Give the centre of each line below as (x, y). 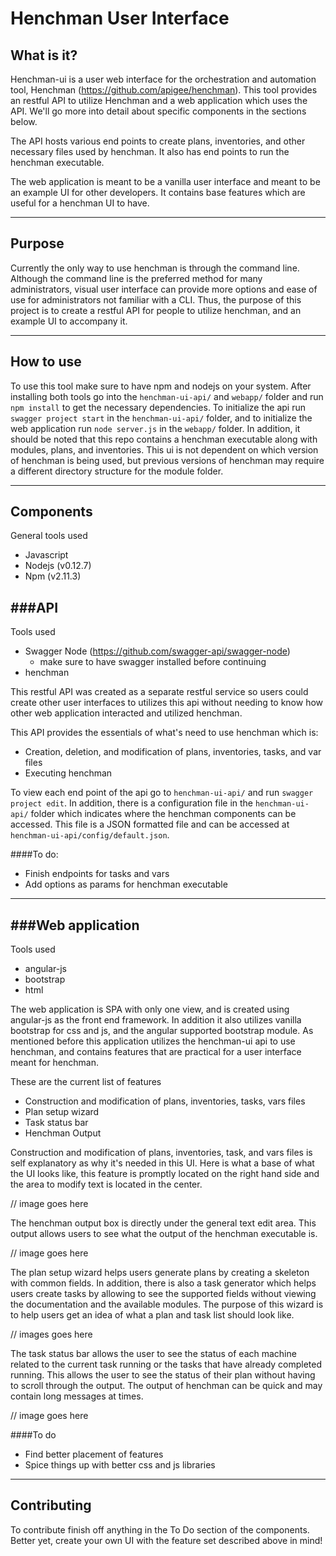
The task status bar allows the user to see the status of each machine (153, 1354)
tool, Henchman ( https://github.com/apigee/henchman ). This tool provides (164, 90)
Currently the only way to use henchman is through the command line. (155, 268)
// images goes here (51, 1334)
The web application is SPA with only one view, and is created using (150, 1009)
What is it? (44, 55)
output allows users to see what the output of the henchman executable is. (164, 1234)
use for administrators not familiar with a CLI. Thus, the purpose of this (156, 299)
